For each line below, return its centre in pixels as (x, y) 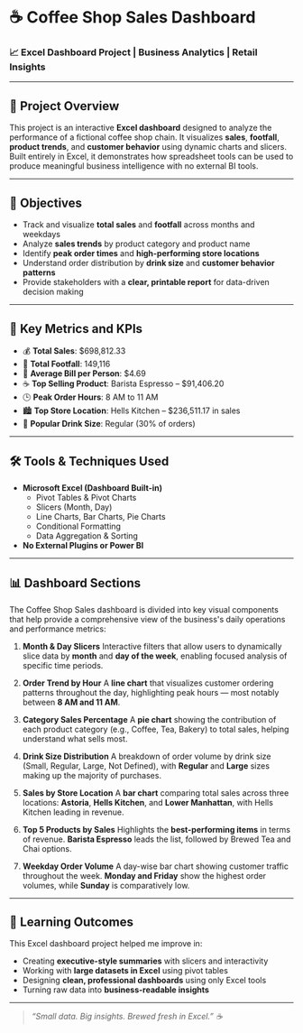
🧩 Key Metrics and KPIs (76, 329)
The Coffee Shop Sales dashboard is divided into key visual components (144, 609)
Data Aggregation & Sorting (87, 535)
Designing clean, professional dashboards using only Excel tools (144, 981)
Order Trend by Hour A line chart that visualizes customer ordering (148, 683)
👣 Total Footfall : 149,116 (66, 364)
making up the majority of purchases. (92, 775)
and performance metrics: (58, 629)
